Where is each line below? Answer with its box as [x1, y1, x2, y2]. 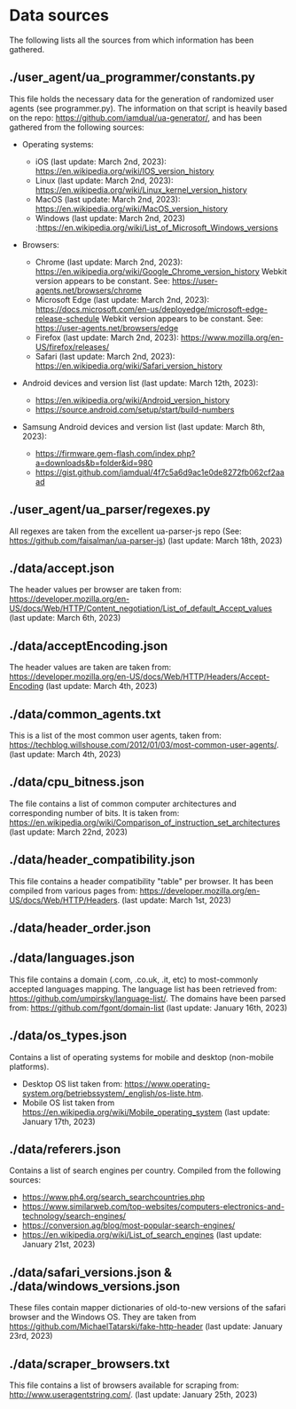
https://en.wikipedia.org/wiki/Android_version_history [35, 394, 230, 405]
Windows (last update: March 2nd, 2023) [35, 212, 186, 223]
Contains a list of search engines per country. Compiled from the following [9, 1165, 282, 1176]
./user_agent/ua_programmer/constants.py [9, 70, 255, 85]
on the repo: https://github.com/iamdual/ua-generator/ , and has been [9, 112, 262, 123]
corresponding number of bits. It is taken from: [9, 807, 180, 818]
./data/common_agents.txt [9, 707, 161, 722]
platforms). [9, 1061, 50, 1072]
